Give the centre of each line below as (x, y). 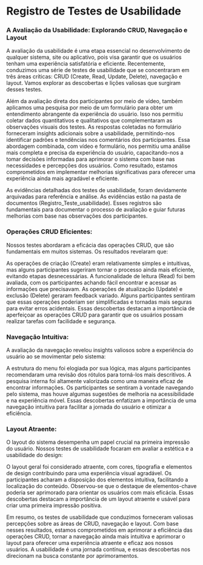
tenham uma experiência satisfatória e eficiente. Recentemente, (86, 64)
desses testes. (25, 90)
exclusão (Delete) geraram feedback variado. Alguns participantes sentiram (101, 295)
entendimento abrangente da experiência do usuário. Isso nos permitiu (95, 114)
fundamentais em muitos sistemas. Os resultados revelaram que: (87, 251)
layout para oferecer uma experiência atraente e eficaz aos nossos (90, 543)
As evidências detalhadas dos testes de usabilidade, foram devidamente (97, 190)
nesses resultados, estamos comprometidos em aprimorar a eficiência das (99, 530)
